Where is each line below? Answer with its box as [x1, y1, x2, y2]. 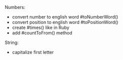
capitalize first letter [12, 49, 54, 55]
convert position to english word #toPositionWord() [12, 19, 118, 25]
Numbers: [5, 4, 26, 10]
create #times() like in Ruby [12, 24, 69, 30]
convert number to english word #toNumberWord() [12, 14, 118, 19]
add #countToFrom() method [12, 30, 72, 35]
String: [5, 39, 19, 45]
